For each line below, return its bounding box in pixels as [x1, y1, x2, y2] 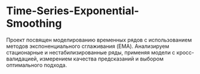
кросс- [176, 49, 195, 56]
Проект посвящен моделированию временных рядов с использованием [6, 36, 192, 43]
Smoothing [6, 17, 62, 30]
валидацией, [6, 55, 39, 62]
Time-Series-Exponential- [6, 4, 139, 18]
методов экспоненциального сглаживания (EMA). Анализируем [6, 43, 170, 50]
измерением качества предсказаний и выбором [39, 55, 164, 62]
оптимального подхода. [6, 61, 67, 69]
